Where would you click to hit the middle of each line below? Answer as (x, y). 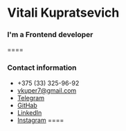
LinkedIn (29, 112)
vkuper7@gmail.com (47, 90)
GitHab (27, 105)
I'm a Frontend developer (50, 35)
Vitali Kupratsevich (63, 13)
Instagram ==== (40, 120)
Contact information (42, 68)
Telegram (31, 98)
